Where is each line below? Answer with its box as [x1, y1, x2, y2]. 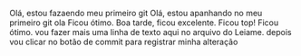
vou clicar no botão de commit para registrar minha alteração [9, 36, 238, 47]
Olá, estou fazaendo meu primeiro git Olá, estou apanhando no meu [9, 8, 263, 18]
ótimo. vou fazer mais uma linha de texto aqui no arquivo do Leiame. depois [9, 27, 292, 37]
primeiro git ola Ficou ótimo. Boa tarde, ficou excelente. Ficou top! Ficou [9, 17, 279, 28]
